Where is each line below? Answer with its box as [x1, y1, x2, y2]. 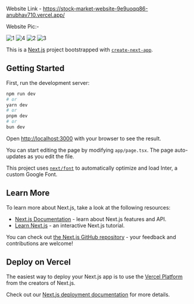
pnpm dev [6, 113, 28, 119]
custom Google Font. [6, 170, 58, 178]
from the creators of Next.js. [6, 279, 76, 286]
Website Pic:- [6, 23, 39, 30]
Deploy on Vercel [6, 257, 71, 268]
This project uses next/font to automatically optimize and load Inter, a [6, 164, 178, 171]
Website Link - [6, 5, 42, 12]
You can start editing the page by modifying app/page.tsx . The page [6, 146, 174, 153]
